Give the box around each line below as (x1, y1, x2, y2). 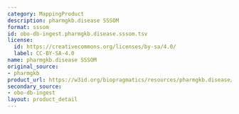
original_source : (7, 63, 59, 70)
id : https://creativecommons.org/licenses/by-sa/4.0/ (14, 43, 176, 50)
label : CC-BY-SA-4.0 (14, 50, 75, 57)
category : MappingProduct (7, 10, 84, 18)
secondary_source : (7, 83, 62, 90)
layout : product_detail (7, 96, 78, 103)
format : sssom (7, 23, 50, 30)
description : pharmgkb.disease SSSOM (7, 17, 119, 24)
